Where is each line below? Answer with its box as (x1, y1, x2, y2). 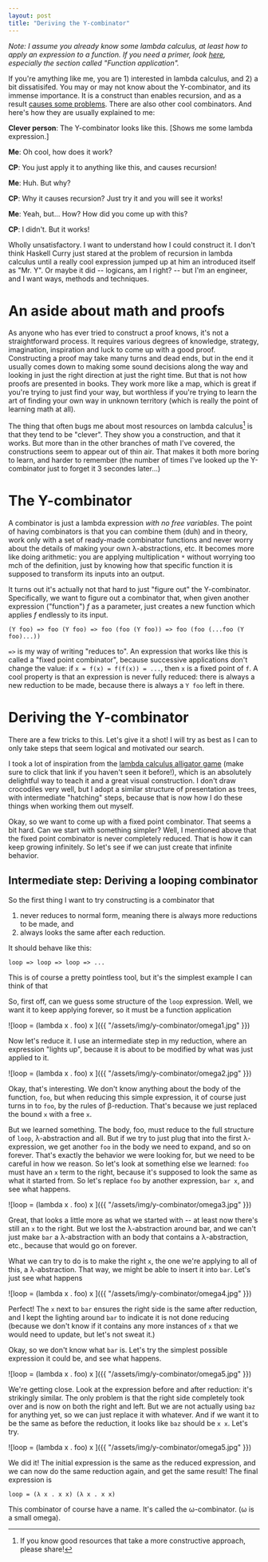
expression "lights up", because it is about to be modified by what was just (8, 1044, 254, 1054)
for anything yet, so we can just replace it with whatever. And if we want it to (8, 1409, 259, 1419)
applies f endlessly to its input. (8, 610, 109, 620)
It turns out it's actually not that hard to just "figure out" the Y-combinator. (8, 585, 251, 594)
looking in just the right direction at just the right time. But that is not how (8, 371, 247, 380)
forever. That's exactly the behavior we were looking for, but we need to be (8, 1150, 255, 1159)
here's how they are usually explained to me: (8, 107, 156, 117)
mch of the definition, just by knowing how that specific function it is (8, 561, 234, 570)
